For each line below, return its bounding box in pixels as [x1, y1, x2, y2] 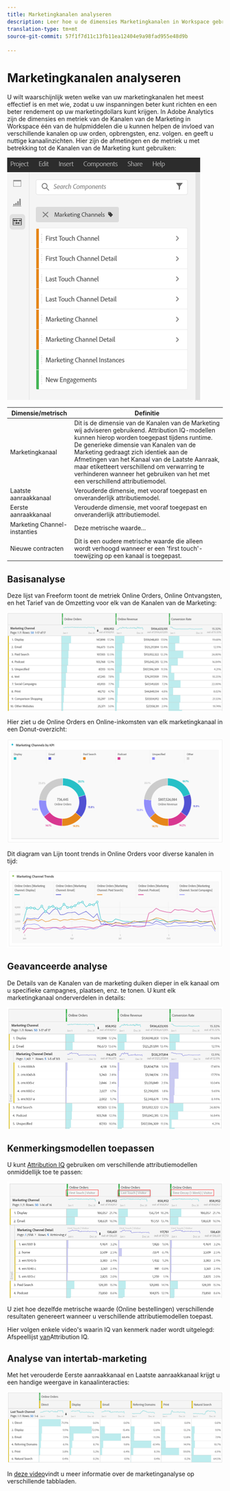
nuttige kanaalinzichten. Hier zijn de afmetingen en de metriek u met [7, 137, 200, 145]
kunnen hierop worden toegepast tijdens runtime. [74, 433, 214, 441]
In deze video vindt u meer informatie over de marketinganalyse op [7, 1470, 195, 1478]
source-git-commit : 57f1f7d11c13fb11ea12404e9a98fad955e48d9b [7, 33, 188, 40]
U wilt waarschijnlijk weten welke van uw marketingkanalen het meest [7, 93, 204, 101]
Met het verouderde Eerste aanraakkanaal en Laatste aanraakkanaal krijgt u [7, 1371, 220, 1379]
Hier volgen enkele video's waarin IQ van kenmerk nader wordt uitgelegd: [7, 1326, 215, 1334]
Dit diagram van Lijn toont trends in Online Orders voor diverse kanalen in [7, 850, 214, 858]
